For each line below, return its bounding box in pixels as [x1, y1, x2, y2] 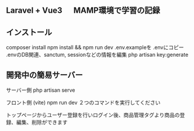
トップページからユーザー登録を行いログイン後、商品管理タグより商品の [6, 112, 180, 119]
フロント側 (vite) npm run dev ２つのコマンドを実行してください [6, 99, 161, 106]
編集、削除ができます [16, 119, 68, 126]
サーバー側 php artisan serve [6, 87, 75, 94]
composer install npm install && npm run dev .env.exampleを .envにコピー [6, 44, 184, 51]
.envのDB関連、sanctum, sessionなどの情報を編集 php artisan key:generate [6, 51, 189, 58]
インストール [6, 27, 53, 37]
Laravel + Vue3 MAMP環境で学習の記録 [6, 5, 160, 16]
